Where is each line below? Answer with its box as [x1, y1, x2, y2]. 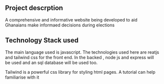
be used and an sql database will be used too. [5, 60, 98, 65]
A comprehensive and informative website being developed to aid [5, 17, 138, 22]
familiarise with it [5, 74, 40, 80]
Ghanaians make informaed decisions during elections [5, 22, 115, 28]
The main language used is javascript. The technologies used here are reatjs [5, 49, 159, 55]
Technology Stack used [5, 36, 79, 44]
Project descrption [5, 4, 63, 12]
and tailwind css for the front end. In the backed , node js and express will [5, 54, 154, 60]
